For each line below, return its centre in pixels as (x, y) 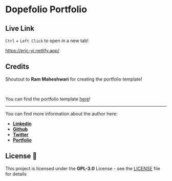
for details (16, 174)
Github (20, 129)
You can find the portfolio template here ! (48, 99)
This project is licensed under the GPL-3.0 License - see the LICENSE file (83, 168)
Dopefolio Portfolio (46, 9)
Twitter (20, 134)
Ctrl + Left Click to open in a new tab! (47, 41)
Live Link (20, 28)
